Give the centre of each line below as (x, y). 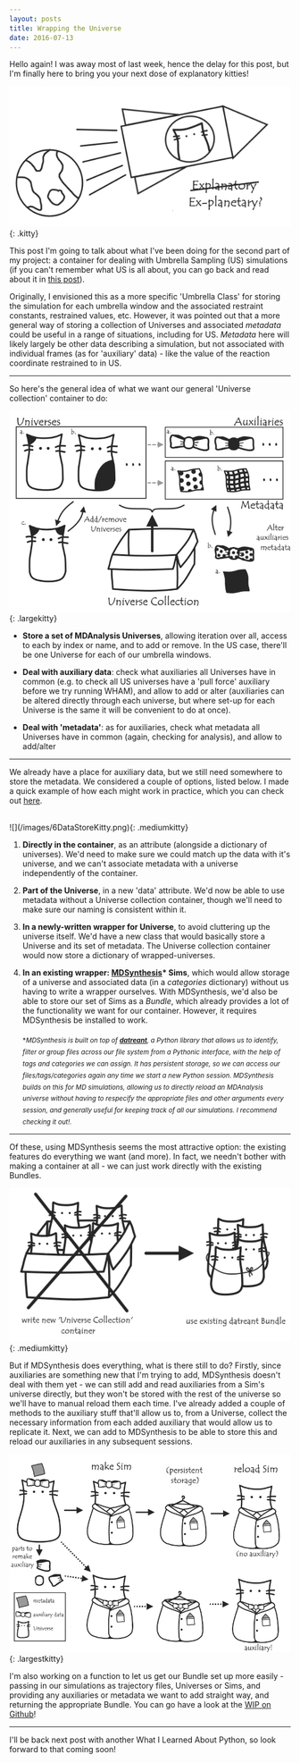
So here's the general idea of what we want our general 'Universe (130, 389)
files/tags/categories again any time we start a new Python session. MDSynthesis (148, 1076)
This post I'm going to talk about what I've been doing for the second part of (150, 251)
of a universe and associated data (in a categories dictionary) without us (155, 983)
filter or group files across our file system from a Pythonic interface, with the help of (151, 1052)
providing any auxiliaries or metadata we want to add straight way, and (139, 1695)
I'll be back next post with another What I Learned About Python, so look (143, 1740)
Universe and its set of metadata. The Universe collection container (146, 946)
